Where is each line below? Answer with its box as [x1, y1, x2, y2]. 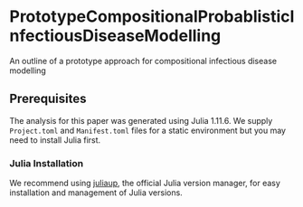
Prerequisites [9, 91, 87, 107]
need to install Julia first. [9, 134, 101, 146]
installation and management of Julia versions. [9, 187, 183, 198]
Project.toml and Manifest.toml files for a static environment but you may [9, 125, 287, 136]
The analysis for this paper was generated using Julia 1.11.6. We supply [9, 115, 273, 126]
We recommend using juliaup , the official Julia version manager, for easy [9, 178, 280, 189]
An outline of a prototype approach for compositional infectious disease [9, 55, 278, 66]
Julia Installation [9, 156, 84, 169]
